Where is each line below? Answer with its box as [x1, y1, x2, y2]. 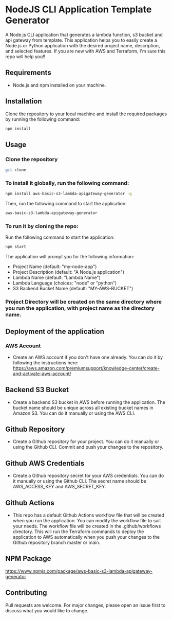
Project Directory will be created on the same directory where [5, 298, 162, 306]
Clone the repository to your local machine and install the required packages [5, 111, 167, 117]
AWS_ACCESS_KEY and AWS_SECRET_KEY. [12, 484, 106, 490]
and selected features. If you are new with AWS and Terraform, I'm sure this [5, 48, 166, 54]
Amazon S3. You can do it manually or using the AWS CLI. [12, 410, 136, 416]
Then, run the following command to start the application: [5, 201, 127, 207]
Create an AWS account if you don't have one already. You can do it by [12, 354, 163, 360]
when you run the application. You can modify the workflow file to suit [12, 518, 161, 524]
